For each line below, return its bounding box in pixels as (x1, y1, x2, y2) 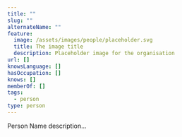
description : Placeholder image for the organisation (13, 50, 175, 57)
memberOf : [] (7, 83, 46, 90)
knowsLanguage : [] (7, 63, 61, 70)
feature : (7, 30, 33, 37)
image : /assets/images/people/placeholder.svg (13, 37, 153, 44)
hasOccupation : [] (7, 69, 61, 76)
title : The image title (13, 43, 83, 50)
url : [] (7, 56, 30, 64)
